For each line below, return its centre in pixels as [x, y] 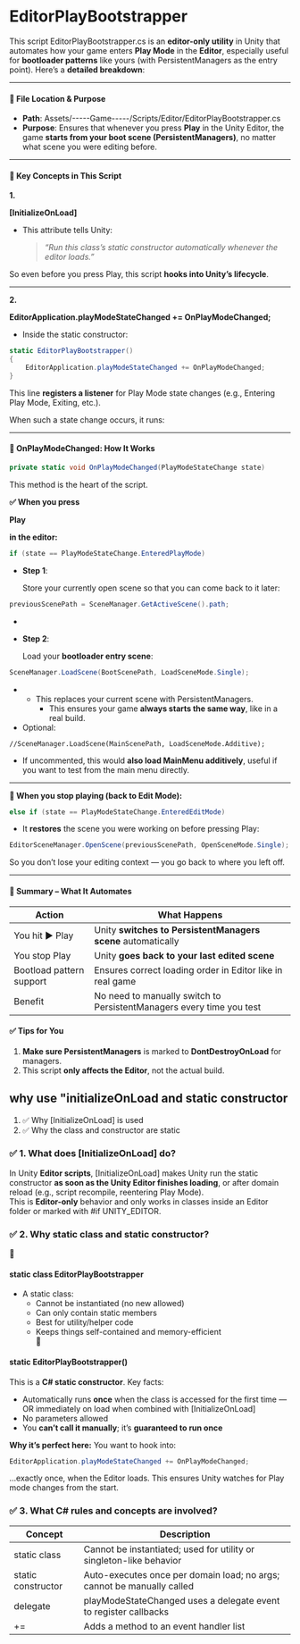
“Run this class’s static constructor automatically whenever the [161, 247]
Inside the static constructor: [75, 335]
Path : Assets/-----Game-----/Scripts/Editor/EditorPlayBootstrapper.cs [151, 119]
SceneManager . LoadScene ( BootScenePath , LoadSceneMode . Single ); [129, 672]
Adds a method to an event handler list [164, 1626]
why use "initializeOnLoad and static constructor [149, 1099]
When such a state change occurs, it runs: [87, 419]
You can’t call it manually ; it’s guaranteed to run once [122, 1428]
